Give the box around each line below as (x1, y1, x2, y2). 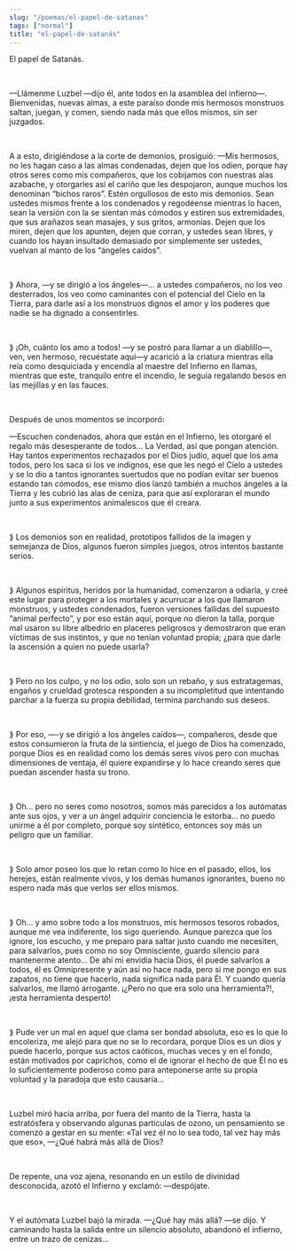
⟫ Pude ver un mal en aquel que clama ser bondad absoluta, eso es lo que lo (9, 1027, 288, 1038)
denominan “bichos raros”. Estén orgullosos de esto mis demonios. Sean (9, 188, 275, 200)
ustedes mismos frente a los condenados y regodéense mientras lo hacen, (9, 198, 282, 208)
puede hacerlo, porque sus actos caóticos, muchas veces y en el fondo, (9, 1046, 273, 1057)
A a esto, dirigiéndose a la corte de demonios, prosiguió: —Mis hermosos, (9, 151, 279, 161)
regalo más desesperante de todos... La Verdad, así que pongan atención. (9, 441, 279, 452)
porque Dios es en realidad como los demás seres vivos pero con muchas (9, 748, 279, 759)
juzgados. (9, 116, 46, 127)
